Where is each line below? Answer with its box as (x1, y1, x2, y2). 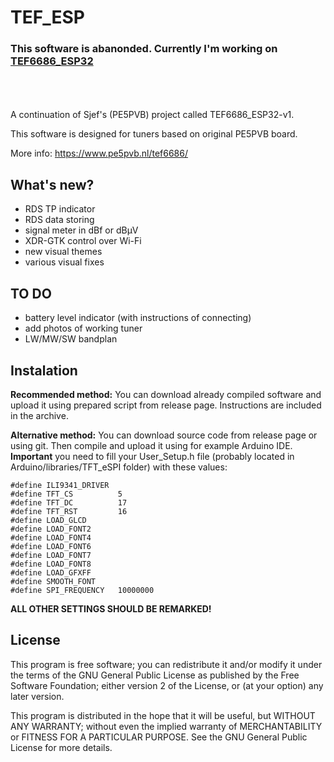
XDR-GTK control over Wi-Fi (24, 235, 142, 247)
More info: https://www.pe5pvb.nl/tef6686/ (10, 147, 189, 160)
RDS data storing (24, 214, 95, 226)
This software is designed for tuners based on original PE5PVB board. (10, 128, 298, 140)
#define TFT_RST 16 (10, 506, 128, 516)
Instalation (10, 362, 78, 379)
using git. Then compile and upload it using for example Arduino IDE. (10, 439, 293, 451)
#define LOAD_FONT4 (10, 532, 92, 543)
